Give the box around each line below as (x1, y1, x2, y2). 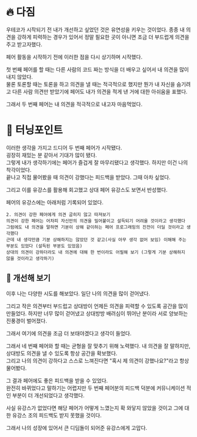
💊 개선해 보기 (6, 273, 51, 283)
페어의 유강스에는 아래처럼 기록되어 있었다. (6, 198, 104, 206)
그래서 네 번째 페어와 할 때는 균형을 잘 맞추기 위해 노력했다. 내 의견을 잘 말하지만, (6, 342, 191, 349)
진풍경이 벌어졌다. (6, 317, 48, 324)
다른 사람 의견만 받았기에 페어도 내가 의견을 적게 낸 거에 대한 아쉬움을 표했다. (12, 88, 188, 95)
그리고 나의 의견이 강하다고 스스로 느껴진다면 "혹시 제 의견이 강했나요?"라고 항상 (6, 357, 189, 364)
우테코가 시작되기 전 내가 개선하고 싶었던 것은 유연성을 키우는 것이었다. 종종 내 (6, 26, 185, 33)
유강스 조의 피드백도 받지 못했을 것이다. (12, 412, 102, 419)
